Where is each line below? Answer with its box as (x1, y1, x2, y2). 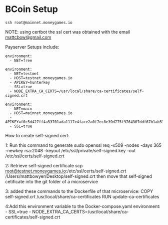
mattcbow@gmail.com (5, 34, 51, 40)
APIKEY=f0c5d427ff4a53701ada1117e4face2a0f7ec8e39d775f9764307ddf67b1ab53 (5, 119, 164, 124)
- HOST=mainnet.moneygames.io (9, 110, 72, 116)
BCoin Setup (5, 4, 58, 15)
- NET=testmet (9, 71, 39, 76)
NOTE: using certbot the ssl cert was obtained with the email (5, 29, 130, 35)
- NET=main (9, 106, 32, 111)
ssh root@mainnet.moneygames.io (5, 20, 72, 25)
